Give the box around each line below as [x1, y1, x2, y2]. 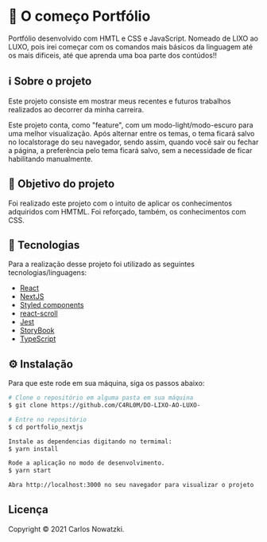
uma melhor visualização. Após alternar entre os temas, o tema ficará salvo [8, 128, 255, 138]
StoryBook [19, 326, 55, 336]
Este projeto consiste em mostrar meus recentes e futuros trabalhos [8, 96, 231, 106]
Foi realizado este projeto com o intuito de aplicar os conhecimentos [8, 198, 233, 208]
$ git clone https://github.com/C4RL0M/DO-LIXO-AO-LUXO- [8, 402, 201, 410]
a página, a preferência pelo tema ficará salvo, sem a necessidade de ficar [8, 145, 253, 155]
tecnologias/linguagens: [8, 268, 87, 277]
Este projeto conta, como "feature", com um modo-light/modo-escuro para [8, 120, 253, 130]
